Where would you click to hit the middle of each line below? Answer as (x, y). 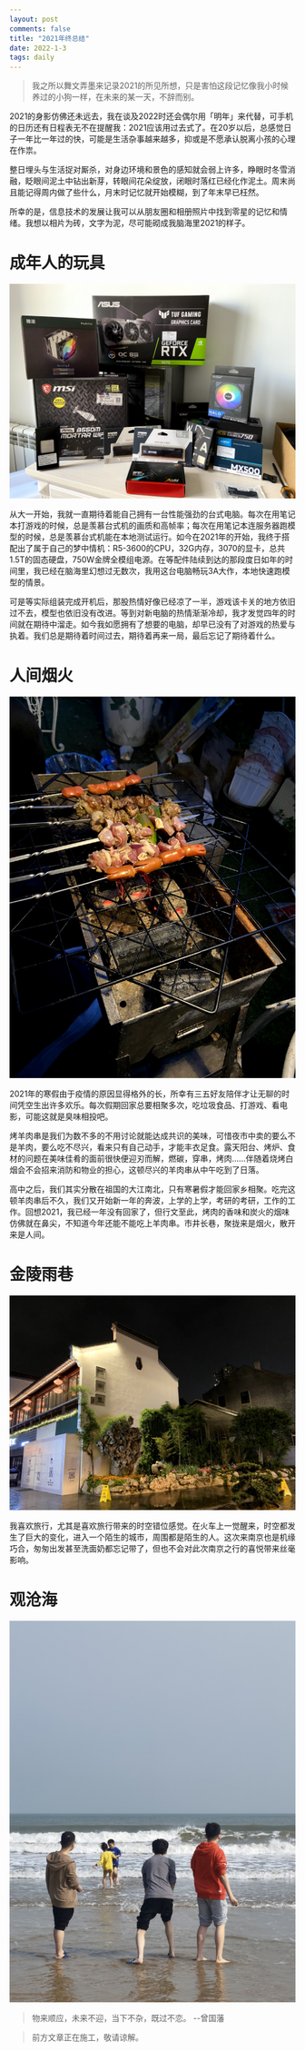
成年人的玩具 (58, 263)
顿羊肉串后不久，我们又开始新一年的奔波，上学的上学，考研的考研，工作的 (148, 1200)
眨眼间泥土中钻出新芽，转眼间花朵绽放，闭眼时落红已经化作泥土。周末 (156, 181)
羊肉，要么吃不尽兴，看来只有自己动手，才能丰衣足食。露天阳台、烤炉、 (152, 1147)
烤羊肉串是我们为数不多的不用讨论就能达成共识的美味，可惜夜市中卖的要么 (148, 1136)
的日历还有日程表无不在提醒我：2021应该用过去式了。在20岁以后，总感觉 (147, 128)
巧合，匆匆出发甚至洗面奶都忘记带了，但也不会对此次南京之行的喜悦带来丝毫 (152, 1548)
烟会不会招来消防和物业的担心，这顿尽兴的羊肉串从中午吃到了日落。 (137, 1170)
